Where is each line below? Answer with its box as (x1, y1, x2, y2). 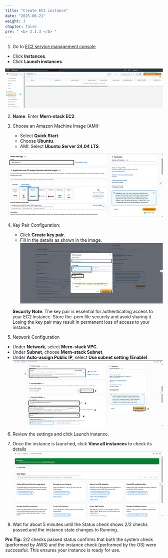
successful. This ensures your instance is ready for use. (5, 547, 121, 553)
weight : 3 (5, 19, 26, 24)
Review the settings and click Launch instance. (12, 431, 109, 437)
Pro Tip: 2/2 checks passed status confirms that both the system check (5, 536, 153, 542)
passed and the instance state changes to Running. (12, 527, 118, 533)
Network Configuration (12, 334, 60, 340)
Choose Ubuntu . (19, 138, 54, 144)
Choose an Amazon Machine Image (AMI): (12, 123, 100, 129)
